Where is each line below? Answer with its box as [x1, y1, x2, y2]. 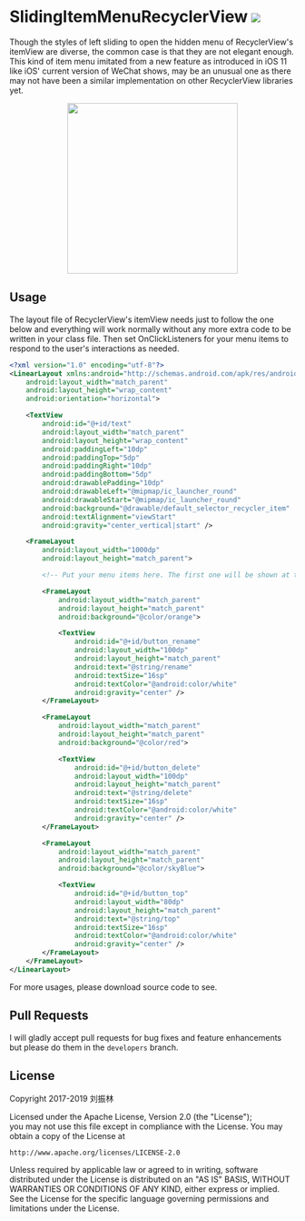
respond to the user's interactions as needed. [9, 343, 180, 354]
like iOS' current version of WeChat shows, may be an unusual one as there [9, 66, 292, 76]
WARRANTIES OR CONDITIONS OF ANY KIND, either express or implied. [9, 1184, 280, 1195]
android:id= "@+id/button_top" [74, 889, 189, 898]
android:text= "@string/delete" [74, 789, 193, 798]
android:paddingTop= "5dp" [42, 453, 141, 462]
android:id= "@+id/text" [42, 419, 132, 429]
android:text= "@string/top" [74, 914, 181, 923]
